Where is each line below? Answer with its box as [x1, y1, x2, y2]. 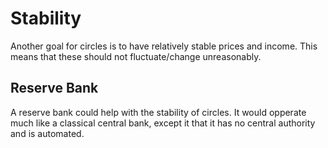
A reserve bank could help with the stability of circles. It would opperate [10, 106, 307, 118]
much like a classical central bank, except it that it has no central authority [10, 117, 316, 129]
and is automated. [10, 127, 85, 139]
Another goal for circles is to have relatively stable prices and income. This [10, 40, 318, 52]
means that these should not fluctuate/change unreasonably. [10, 50, 262, 62]
